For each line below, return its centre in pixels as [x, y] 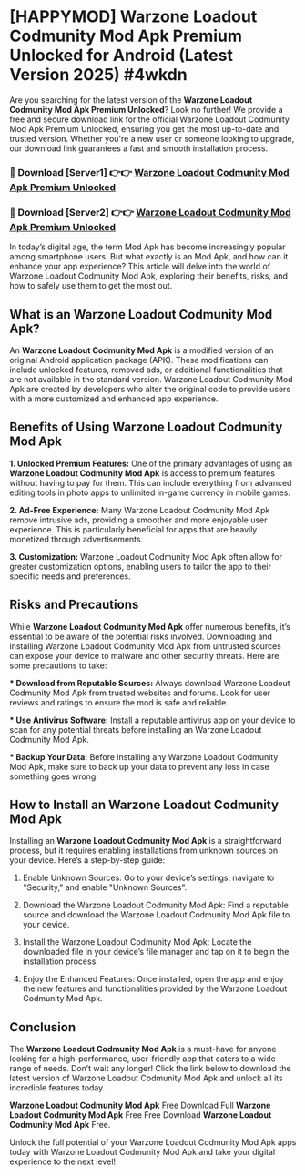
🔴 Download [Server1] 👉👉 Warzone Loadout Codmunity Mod [149, 172]
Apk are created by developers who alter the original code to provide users [150, 389]
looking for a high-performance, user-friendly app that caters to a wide [142, 1059]
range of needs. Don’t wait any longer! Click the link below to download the [150, 1069]
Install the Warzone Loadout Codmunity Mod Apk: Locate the [137, 942]
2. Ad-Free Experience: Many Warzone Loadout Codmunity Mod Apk [140, 510]
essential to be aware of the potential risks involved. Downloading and [141, 636]
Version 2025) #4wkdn [99, 75]
